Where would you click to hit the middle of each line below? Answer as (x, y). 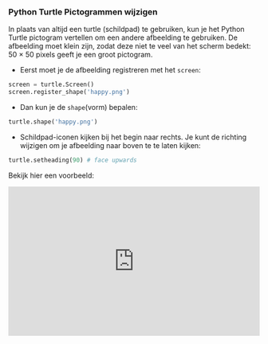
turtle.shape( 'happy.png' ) (53, 122)
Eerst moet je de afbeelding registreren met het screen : (110, 70)
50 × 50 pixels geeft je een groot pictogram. (81, 55)
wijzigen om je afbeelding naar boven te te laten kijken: (110, 145)
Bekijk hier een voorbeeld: (51, 175)
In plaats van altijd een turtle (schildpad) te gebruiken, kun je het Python (126, 29)
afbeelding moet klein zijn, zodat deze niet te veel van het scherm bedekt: (130, 46)
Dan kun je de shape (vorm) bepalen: (79, 107)
